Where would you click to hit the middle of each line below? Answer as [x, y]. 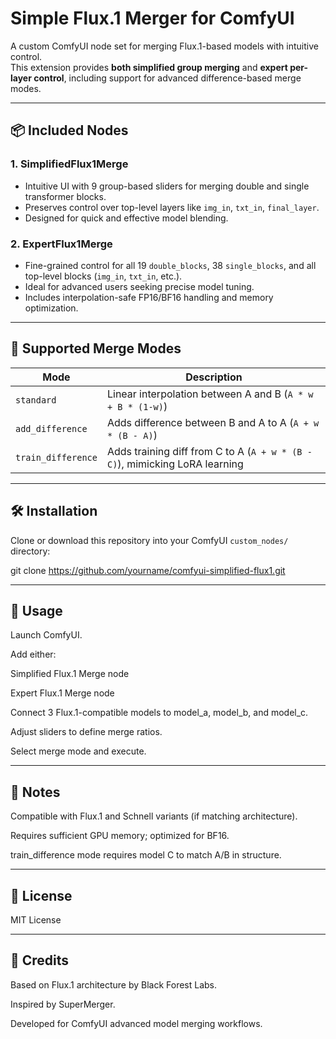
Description [214, 377]
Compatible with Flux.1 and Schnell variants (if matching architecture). [154, 816]
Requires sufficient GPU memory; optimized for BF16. [120, 836]
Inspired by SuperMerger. [63, 1004]
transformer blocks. [65, 196]
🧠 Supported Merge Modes [96, 348]
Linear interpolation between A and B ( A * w [210, 394]
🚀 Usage [36, 610]
